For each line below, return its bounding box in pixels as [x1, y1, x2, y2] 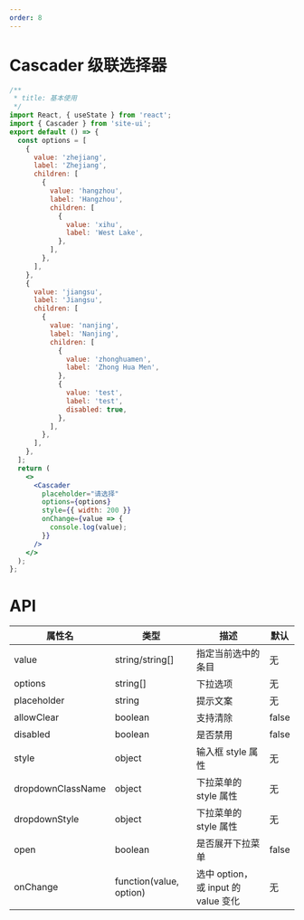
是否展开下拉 [195, 838, 252, 850]
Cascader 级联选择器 [9, 55, 167, 75]
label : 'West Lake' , [66, 228, 144, 238]
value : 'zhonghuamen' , [66, 355, 152, 364]
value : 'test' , [66, 388, 124, 398]
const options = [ [17, 136, 88, 145]
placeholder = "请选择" [42, 489, 119, 498]
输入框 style [195, 745, 247, 758]
